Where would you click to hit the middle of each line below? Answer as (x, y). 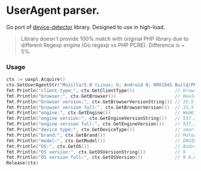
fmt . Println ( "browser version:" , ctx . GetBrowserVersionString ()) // (93, 102)
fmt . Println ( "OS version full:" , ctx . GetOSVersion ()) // (93, 157)
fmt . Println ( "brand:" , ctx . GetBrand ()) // (93, 135)
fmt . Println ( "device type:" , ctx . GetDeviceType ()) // (93, 130)
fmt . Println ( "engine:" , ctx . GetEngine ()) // (93, 113)
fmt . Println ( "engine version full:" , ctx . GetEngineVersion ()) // (93, 124)
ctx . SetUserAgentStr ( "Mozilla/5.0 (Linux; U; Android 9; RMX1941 (89, 85)
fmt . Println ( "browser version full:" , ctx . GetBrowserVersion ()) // (93, 107)
